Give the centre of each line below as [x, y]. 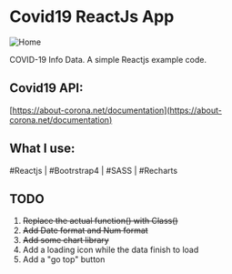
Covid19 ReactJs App [92, 17]
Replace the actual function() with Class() [101, 221]
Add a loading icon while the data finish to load [111, 250]
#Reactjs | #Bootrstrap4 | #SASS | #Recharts [94, 170]
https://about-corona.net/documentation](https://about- [117, 110]
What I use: [42, 149]
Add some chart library [66, 240]
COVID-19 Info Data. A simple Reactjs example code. [108, 59]
